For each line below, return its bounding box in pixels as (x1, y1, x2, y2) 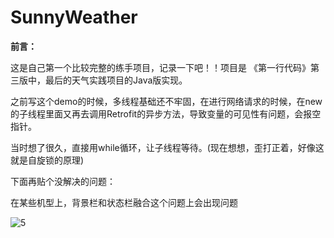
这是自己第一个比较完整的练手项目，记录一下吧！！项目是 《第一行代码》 (10, 61, 311, 73)
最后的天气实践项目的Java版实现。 (44, 74, 188, 86)
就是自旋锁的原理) (10, 154, 85, 166)
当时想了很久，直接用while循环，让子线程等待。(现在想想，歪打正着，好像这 (10, 141, 325, 153)
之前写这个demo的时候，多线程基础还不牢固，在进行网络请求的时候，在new (10, 95, 323, 107)
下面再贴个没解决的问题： (10, 175, 116, 187)
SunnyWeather (10, 6, 138, 29)
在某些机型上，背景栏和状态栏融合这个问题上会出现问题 (10, 196, 238, 208)
